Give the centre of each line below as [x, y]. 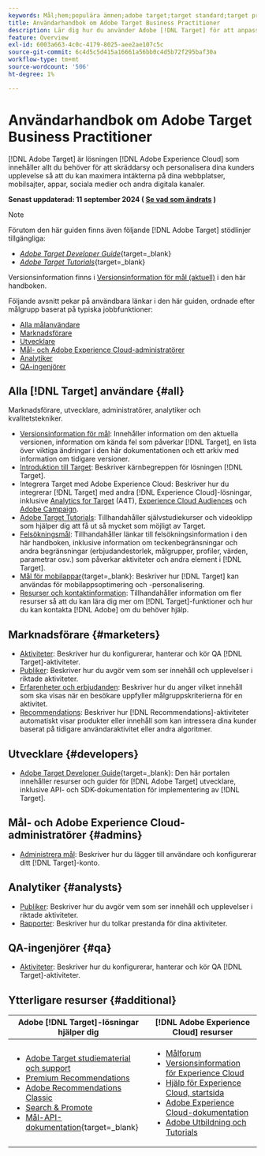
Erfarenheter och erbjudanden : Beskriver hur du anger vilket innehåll [131, 687]
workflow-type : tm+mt [44, 60]
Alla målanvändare [50, 324]
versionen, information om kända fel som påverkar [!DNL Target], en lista [138, 442]
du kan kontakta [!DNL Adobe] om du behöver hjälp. [104, 610]
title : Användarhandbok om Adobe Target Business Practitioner [114, 23]
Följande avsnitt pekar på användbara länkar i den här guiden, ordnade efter [132, 301]
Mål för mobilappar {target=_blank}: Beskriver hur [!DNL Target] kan [129, 576]
